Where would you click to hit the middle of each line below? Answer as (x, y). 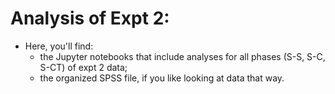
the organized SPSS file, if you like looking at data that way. (162, 78)
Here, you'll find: (59, 46)
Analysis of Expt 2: (90, 18)
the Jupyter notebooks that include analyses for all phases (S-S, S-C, (182, 56)
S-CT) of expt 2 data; (83, 67)
